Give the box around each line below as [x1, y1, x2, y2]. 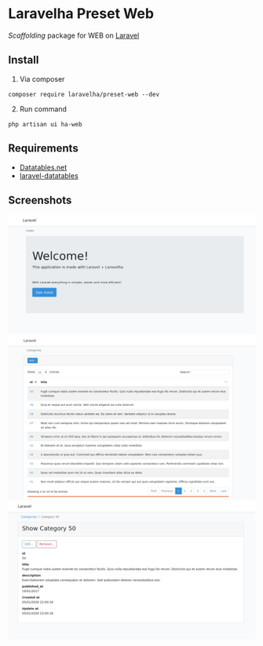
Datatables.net [19, 162, 68, 172]
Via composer [19, 74, 65, 83]
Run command [19, 104, 67, 114]
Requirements [8, 142, 79, 155]
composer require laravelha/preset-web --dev [8, 90, 159, 98]
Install [8, 53, 39, 67]
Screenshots [8, 193, 72, 206]
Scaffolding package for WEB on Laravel [8, 31, 140, 40]
